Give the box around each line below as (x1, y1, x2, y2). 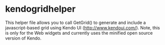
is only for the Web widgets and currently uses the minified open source (5, 30, 153, 36)
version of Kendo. (5, 35, 42, 41)
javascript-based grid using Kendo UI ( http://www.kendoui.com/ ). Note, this (5, 24, 160, 30)
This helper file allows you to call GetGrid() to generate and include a (5, 20, 146, 25)
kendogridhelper (5, 3, 76, 15)
